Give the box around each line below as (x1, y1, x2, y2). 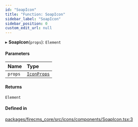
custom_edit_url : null (5, 26, 52, 31)
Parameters (5, 50, 30, 56)
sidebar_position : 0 (5, 21, 48, 26)
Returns (5, 84, 22, 89)
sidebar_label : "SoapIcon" (5, 16, 61, 21)
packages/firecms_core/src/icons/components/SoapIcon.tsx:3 (5, 116, 133, 122)
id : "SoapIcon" (5, 7, 37, 12)
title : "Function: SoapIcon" (5, 12, 66, 17)
